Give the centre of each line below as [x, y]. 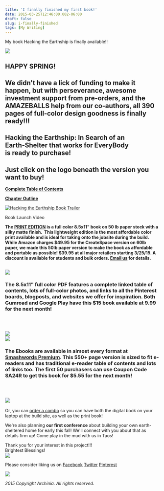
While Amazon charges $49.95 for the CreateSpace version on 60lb [76, 243]
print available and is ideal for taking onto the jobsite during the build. [77, 237]
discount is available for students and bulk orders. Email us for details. [78, 258]
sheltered [15, 430]
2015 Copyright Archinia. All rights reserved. [50, 483]
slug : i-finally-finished [31, 23]
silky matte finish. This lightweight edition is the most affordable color [78, 232]
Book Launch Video [25, 218]
